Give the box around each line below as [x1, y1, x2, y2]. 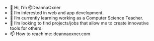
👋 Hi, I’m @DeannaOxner [9, 5, 61, 10]
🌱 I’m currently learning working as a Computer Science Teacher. [9, 15, 144, 20]
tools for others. [9, 25, 43, 31]
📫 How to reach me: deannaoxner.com [9, 31, 90, 37]
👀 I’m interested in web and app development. [9, 10, 104, 16]
